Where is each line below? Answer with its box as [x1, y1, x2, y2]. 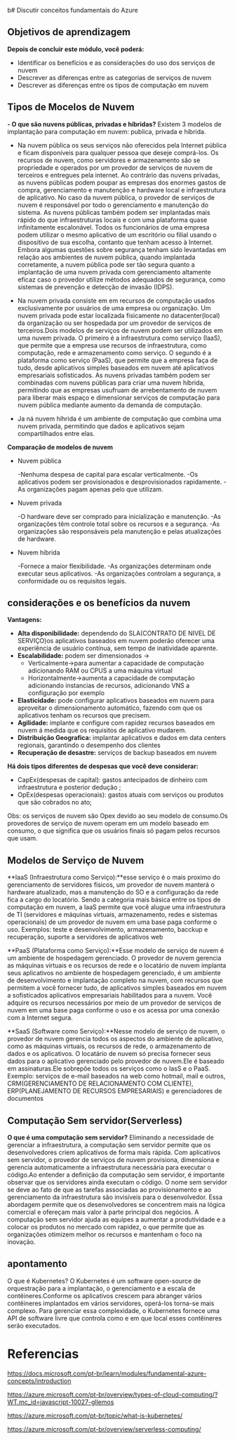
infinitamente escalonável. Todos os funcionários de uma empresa [17, 223, 210, 231]
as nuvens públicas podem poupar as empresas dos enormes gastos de [17, 178, 227, 187]
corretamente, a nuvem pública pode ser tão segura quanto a [17, 260, 195, 269]
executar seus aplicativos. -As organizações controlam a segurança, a [17, 569, 221, 578]
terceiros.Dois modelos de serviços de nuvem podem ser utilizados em [17, 326, 223, 334]
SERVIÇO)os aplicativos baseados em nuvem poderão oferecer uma [17, 637, 215, 645]
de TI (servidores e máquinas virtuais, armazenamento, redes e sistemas [7, 911, 217, 919]
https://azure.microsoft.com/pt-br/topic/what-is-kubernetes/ [7, 1411, 183, 1420]
